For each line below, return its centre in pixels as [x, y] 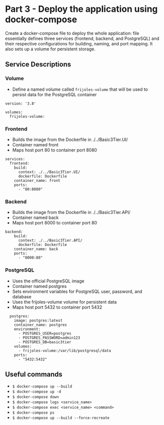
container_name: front [37, 180]
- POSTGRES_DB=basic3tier [45, 342]
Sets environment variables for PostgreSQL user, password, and [77, 291]
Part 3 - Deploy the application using [82, 9]
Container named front [35, 144]
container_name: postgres [41, 325]
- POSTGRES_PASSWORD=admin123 [49, 338]
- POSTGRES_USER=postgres [45, 333]
